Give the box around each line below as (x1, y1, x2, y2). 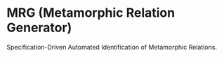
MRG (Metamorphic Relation (6, 5, 176, 21)
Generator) (6, 20, 72, 36)
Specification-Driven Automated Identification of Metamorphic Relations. (6, 43, 217, 51)
